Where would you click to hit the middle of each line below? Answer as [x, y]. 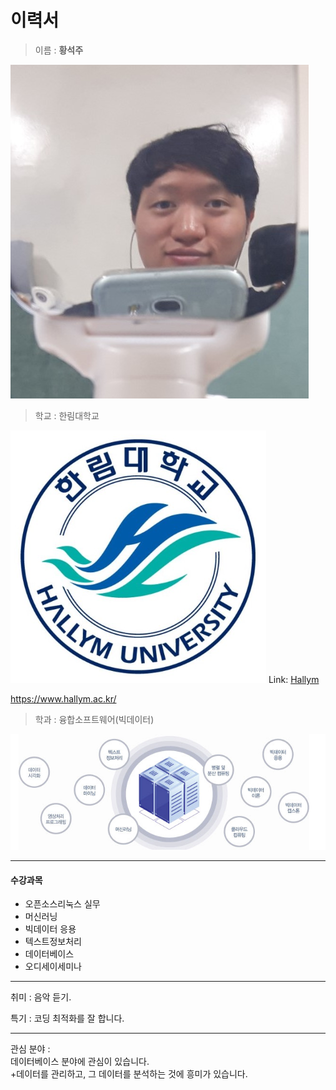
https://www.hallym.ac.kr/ [63, 698]
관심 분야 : [30, 1049]
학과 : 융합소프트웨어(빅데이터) [94, 719]
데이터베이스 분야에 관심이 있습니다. [80, 1062]
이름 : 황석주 [59, 50]
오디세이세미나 [53, 967]
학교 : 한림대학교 [67, 415]
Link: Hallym [294, 679]
